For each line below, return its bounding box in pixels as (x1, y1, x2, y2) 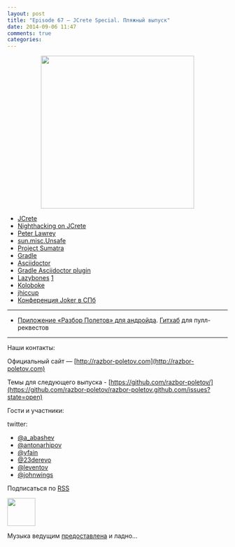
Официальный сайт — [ (7, 357, 77, 365)
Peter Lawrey (17, 229, 56, 238)
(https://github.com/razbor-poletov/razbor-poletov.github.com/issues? (7, 386, 211, 394)
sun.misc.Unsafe (17, 237, 66, 245)
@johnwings (17, 471, 54, 479)
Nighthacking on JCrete (17, 221, 86, 231)
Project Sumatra (17, 244, 64, 252)
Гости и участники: (7, 407, 64, 415)
